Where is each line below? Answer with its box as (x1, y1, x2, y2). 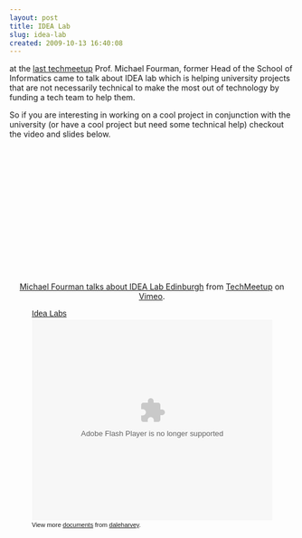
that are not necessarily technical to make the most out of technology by (9, 82, 280, 93)
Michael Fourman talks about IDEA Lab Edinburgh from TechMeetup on (19, 281, 285, 292)
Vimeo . (138, 291, 165, 302)
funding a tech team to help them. (9, 92, 136, 103)
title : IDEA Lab (9, 22, 71, 31)
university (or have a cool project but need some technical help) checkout (9, 119, 285, 130)
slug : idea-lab (9, 30, 67, 39)
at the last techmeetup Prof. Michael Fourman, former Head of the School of (9, 63, 293, 74)
